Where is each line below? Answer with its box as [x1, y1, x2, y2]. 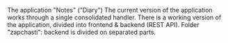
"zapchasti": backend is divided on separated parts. [7, 28, 156, 36]
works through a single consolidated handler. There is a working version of [7, 13, 222, 21]
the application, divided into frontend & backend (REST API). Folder [7, 21, 199, 28]
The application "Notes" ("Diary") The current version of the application [7, 6, 213, 14]
